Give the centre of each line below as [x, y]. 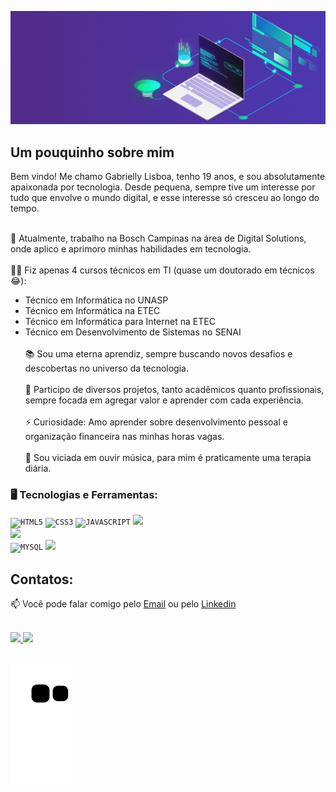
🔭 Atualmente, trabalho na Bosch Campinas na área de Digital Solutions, [158, 238]
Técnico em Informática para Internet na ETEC [120, 321]
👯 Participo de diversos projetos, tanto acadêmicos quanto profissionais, [174, 389]
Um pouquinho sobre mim [92, 152]
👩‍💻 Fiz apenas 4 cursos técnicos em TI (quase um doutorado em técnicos [162, 270]
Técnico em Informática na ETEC [92, 310]
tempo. [25, 208]
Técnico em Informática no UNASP [96, 300]
